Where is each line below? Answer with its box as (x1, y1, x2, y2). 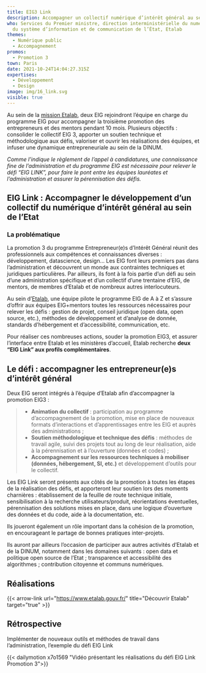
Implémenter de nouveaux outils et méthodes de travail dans (7, 635, 160, 642)
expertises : (7, 72, 37, 78)
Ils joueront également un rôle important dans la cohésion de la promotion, (7, 523, 194, 530)
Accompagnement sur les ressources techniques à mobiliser (31, 454, 189, 461)
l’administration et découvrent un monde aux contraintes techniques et (7, 264, 185, 271)
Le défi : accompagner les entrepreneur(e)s (7, 364, 177, 374)
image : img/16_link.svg (7, 89, 68, 95)
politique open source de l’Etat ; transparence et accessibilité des (7, 554, 172, 562)
